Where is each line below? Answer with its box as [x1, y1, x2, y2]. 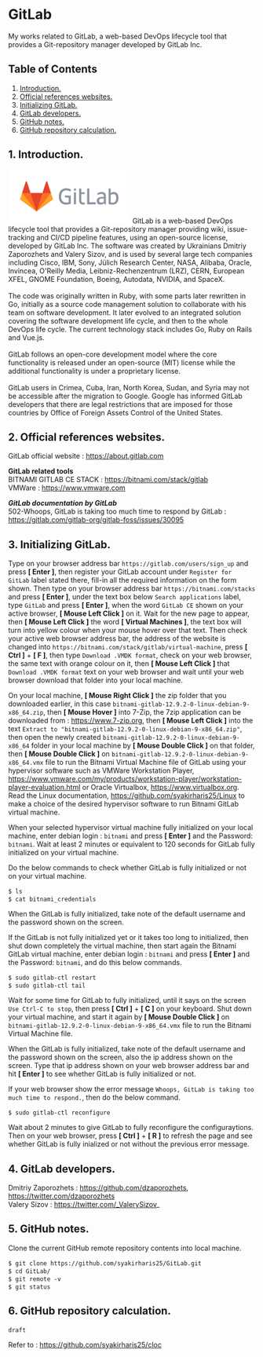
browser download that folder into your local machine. [8, 675, 183, 685]
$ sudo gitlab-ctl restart [8, 974, 97, 982]
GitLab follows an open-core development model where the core [8, 349, 217, 359]
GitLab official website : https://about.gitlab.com [8, 452, 164, 461]
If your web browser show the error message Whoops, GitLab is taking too [8, 1085, 254, 1094]
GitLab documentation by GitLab [8, 499, 118, 508]
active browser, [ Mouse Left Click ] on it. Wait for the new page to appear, [8, 609, 250, 618]
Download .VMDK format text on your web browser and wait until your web [8, 668, 245, 677]
